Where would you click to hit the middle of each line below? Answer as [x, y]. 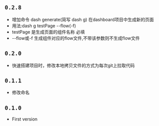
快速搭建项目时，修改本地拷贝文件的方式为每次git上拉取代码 [73, 65]
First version [25, 119]
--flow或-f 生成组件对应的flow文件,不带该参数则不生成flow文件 [76, 38]
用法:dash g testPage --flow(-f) [44, 26]
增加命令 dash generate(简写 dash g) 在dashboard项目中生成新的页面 [83, 19]
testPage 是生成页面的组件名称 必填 [48, 32]
